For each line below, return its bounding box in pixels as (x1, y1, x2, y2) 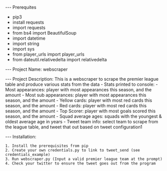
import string (12, 41, 40, 47)
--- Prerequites (5, 5, 37, 10)
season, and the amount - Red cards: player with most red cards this (5, 103, 147, 108)
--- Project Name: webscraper (5, 66, 68, 72)
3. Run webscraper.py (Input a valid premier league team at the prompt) (5, 156, 163, 161)
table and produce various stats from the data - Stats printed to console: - (5, 81, 158, 87)
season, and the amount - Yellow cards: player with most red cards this (5, 97, 152, 103)
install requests (12, 20, 44, 25)
